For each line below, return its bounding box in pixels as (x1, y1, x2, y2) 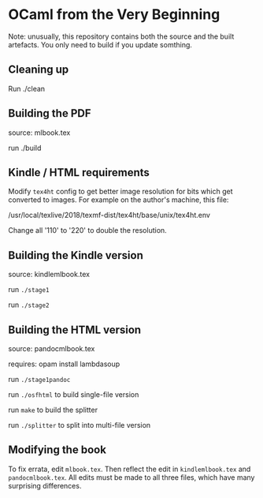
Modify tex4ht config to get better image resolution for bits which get (8, 187, 234, 197)
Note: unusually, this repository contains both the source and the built (8, 32, 235, 41)
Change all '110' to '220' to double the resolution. (8, 226, 167, 235)
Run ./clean (8, 84, 46, 93)
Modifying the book (8, 444, 106, 457)
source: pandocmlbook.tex (8, 344, 95, 353)
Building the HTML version (8, 323, 142, 336)
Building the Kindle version (8, 249, 144, 262)
